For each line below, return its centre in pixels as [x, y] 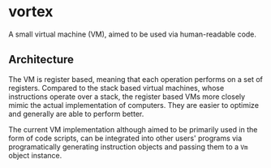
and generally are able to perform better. [76, 114]
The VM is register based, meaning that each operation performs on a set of [136, 79]
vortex [31, 12]
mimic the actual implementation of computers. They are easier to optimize [134, 105]
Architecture [41, 60]
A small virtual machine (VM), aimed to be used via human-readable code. [133, 34]
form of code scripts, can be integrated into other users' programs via [125, 138]
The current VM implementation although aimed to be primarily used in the [133, 129]
